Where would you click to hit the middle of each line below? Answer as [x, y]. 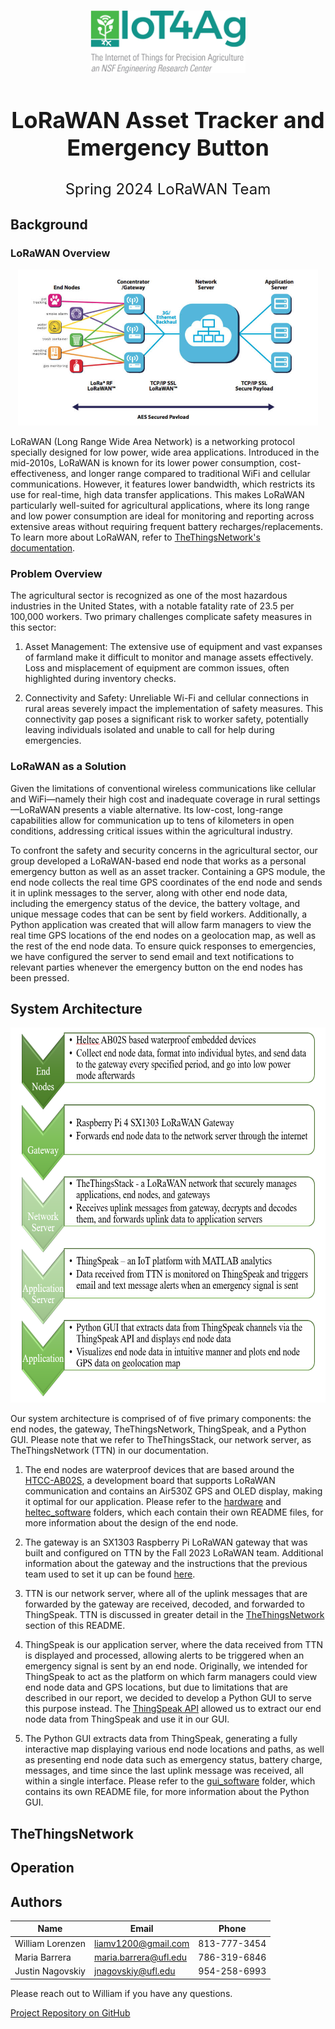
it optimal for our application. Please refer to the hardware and [153, 1502]
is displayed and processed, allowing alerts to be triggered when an [164, 1656]
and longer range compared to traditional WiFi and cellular [190, 473]
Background [49, 224]
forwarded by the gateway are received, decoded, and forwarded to [164, 1604]
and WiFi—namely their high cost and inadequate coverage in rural [148, 799]
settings [304, 799]
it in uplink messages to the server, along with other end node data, [149, 892]
